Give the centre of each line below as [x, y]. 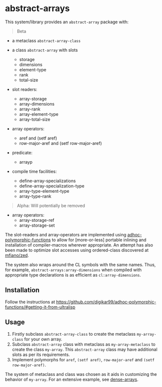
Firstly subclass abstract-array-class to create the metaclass [74, 334]
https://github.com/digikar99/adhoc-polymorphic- [106, 302]
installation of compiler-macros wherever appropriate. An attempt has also [79, 245]
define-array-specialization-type [52, 186]
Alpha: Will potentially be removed [51, 205]
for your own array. [43, 339]
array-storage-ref [37, 220]
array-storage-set [37, 225]
